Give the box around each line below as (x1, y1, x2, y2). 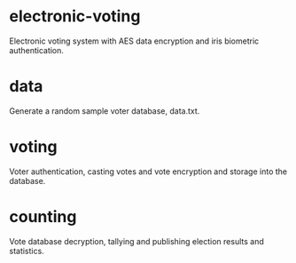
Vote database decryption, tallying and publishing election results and (9, 235, 264, 246)
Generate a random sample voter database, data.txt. (9, 105, 200, 116)
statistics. (9, 245, 44, 256)
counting (9, 207, 77, 227)
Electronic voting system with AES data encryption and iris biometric (9, 36, 260, 46)
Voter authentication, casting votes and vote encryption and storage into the (9, 166, 288, 177)
